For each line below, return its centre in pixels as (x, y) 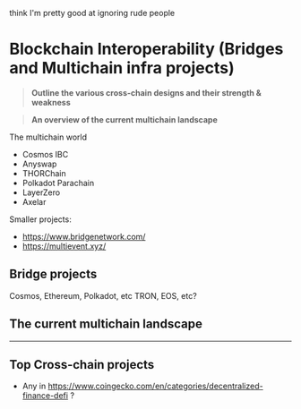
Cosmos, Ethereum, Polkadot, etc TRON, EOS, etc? (103, 295)
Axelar (34, 201)
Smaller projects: (40, 219)
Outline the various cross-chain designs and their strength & (146, 92)
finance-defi (45, 396)
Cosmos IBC (45, 154)
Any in (34, 386)
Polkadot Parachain (58, 183)
